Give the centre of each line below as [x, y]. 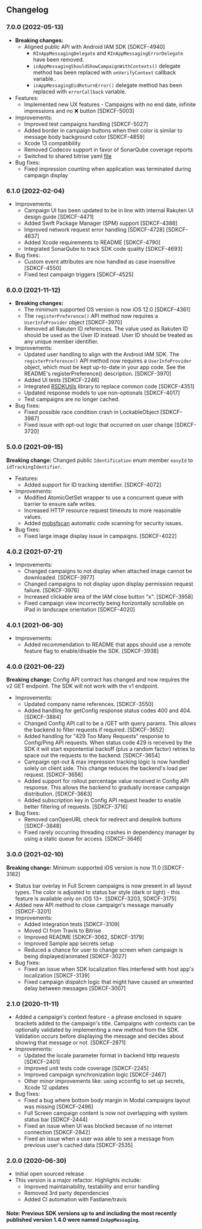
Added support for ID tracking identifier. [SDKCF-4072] [93, 484]
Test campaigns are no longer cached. [72, 399]
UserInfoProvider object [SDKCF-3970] [73, 323]
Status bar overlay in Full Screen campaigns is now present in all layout [103, 885]
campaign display [46, 175]
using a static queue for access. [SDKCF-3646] [83, 839]
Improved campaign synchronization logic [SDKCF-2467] [95, 1075]
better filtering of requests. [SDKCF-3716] [76, 807]
